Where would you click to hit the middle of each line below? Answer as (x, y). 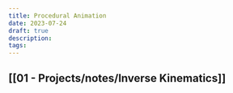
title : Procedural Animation (57, 16)
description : (30, 38)
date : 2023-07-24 (38, 23)
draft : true (28, 30)
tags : (17, 46)
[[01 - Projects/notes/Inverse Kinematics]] (117, 78)
